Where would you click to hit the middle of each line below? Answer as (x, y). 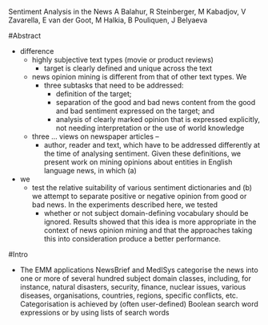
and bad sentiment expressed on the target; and (135, 111)
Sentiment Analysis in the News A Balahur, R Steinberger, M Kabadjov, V (127, 12)
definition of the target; (94, 94)
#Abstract (25, 36)
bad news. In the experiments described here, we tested (125, 205)
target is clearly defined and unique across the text (128, 68)
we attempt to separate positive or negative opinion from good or (139, 196)
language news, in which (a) (90, 171)
